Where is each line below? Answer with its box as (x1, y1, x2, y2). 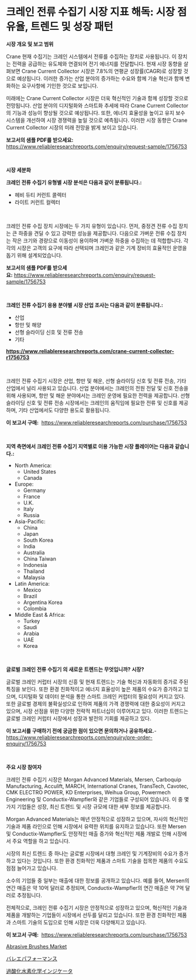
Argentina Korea (23, 599, 63, 606)
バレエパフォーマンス (6, 955, 57, 962)
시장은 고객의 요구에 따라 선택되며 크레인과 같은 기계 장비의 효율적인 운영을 (16, 244, 187, 251)
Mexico (23, 586, 42, 593)
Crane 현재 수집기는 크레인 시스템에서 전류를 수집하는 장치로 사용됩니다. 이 (6, 53, 177, 60)
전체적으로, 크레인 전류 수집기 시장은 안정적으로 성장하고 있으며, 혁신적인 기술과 (6, 904, 187, 911)
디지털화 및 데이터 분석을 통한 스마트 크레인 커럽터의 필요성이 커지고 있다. (18, 692, 185, 700)
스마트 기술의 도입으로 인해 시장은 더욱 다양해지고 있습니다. (12, 918, 147, 926)
